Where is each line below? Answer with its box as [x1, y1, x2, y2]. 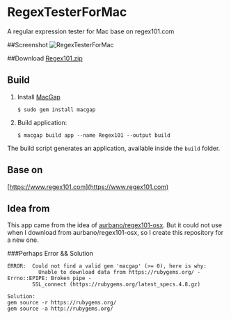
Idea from [7, 202, 50, 214]
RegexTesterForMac [7, 4, 127, 20]
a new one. [7, 236, 40, 244]
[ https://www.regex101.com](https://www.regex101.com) [7, 182, 169, 191]
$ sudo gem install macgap [17, 106, 96, 113]
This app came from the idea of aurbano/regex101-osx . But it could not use [7, 221, 223, 229]
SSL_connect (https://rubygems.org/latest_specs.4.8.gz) [32, 281, 200, 288]
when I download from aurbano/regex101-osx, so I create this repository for [7, 229, 224, 237]
